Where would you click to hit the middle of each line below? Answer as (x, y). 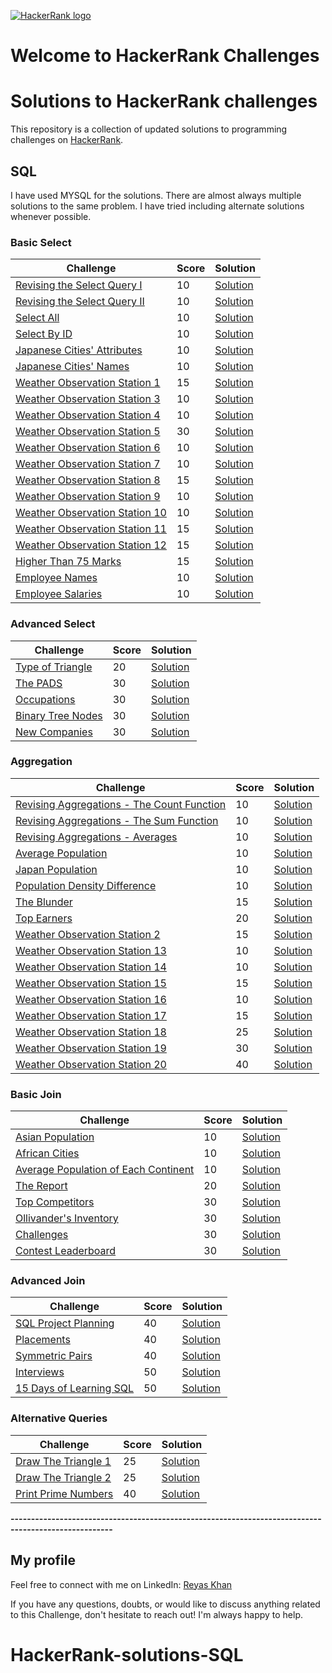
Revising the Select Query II (80, 302)
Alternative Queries (59, 1418)
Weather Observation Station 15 (91, 983)
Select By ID (44, 334)
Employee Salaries (59, 594)
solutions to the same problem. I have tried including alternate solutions (157, 206)
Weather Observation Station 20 (91, 1064)
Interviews (40, 1372)
